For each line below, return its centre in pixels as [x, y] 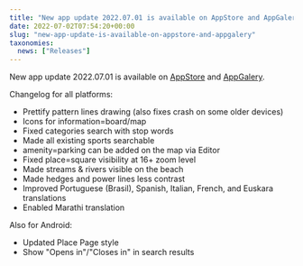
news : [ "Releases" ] [54, 51]
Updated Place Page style [70, 243]
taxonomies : [32, 43]
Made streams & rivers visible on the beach [103, 170]
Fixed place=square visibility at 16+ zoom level [109, 160]
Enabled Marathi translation [73, 207]
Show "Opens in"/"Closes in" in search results [108, 252]
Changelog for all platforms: [61, 95]
